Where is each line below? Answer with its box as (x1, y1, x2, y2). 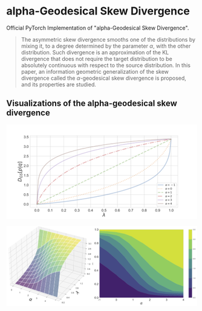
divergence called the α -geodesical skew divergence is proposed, (21, 74, 186, 82)
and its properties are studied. (21, 80, 97, 88)
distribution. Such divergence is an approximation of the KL (21, 48, 169, 56)
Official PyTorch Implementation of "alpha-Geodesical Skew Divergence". (6, 24, 189, 31)
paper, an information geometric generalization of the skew (21, 68, 169, 75)
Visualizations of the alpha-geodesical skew (6, 98, 177, 109)
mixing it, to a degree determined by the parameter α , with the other (21, 42, 191, 50)
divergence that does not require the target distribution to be (21, 55, 172, 62)
